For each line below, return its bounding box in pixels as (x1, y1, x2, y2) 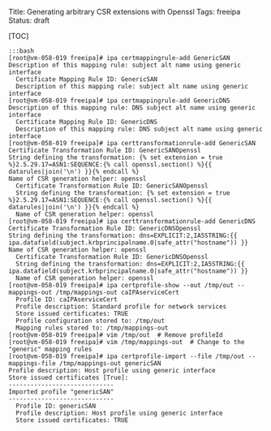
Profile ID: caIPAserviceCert (15, 295, 118, 304)
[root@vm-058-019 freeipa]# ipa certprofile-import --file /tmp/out (8, 352, 245, 360)
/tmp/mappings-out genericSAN (59, 360, 161, 368)
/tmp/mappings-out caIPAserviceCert (55, 288, 180, 296)
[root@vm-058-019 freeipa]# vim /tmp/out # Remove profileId (8, 331, 223, 339)
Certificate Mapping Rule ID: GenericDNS (15, 118, 158, 126)
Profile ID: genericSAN (15, 402, 96, 410)
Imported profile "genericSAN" (8, 388, 114, 396)
